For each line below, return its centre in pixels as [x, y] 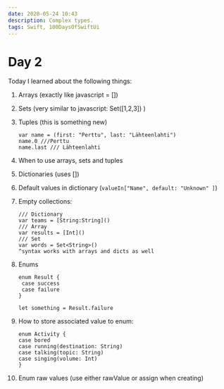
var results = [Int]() [51, 233]
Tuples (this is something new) [63, 122]
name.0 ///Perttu [44, 142]
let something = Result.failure [66, 308]
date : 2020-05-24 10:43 [43, 14]
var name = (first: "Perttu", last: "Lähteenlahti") [97, 135]
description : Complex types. [51, 20]
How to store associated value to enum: [76, 321]
